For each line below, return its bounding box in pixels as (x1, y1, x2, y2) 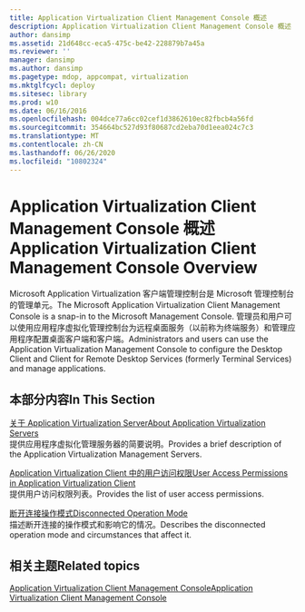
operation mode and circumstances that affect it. (9, 529, 192, 540)
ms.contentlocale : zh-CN (9, 140, 103, 149)
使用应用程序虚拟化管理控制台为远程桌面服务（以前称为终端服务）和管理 (16, 322, 288, 333)
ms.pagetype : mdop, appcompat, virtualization (9, 73, 189, 82)
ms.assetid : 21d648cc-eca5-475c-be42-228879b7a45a (9, 38, 205, 48)
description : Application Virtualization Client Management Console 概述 (9, 22, 292, 31)
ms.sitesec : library (9, 89, 88, 98)
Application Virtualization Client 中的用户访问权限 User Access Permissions (9, 468, 289, 479)
